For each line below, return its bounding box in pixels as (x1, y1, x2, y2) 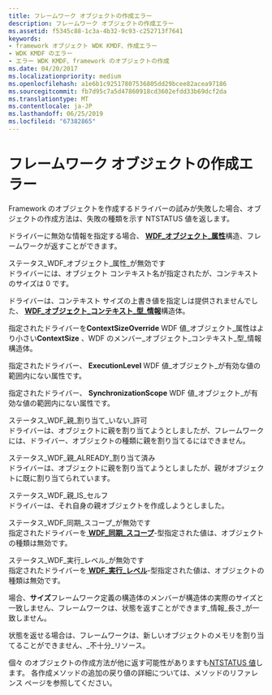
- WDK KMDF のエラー (8, 49, 73, 58)
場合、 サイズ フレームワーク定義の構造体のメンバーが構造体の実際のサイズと (8, 593, 264, 603)
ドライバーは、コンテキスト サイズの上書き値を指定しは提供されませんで (8, 295, 252, 305)
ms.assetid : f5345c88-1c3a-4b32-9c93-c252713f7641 (8, 27, 183, 35)
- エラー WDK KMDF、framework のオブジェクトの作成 (8, 58, 170, 66)
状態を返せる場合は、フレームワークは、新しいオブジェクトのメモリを (8, 630, 244, 640)
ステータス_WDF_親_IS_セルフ (8, 490, 108, 500)
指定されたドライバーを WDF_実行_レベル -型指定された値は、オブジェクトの (8, 565, 265, 575)
